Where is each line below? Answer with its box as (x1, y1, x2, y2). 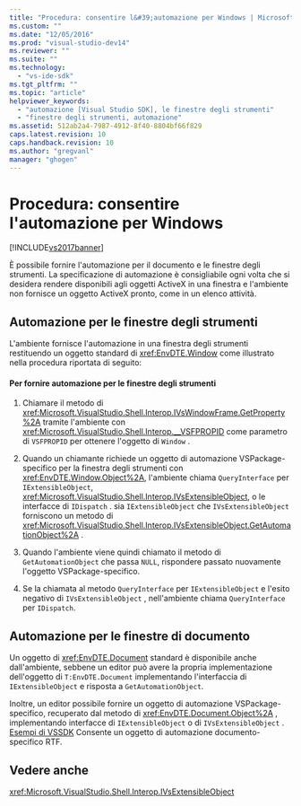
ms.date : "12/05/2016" (9, 30, 94, 39)
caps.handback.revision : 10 (9, 138, 115, 147)
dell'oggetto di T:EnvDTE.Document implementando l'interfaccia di (9, 671, 247, 682)
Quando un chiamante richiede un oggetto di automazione (21, 453, 237, 464)
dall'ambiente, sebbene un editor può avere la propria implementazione (9, 661, 273, 673)
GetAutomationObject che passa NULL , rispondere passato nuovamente (21, 556, 281, 567)
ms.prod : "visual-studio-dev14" (9, 38, 130, 48)
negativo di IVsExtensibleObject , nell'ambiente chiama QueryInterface (21, 593, 286, 604)
